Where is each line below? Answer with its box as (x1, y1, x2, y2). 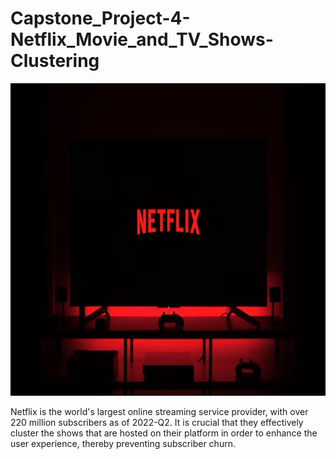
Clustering (10, 50, 100, 72)
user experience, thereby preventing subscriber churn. (10, 437, 236, 449)
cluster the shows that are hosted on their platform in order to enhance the (10, 427, 318, 439)
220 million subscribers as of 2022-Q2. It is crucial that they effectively (10, 416, 304, 428)
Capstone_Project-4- (10, 7, 191, 30)
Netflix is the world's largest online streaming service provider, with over (10, 405, 309, 417)
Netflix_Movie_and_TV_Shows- (10, 28, 274, 51)
